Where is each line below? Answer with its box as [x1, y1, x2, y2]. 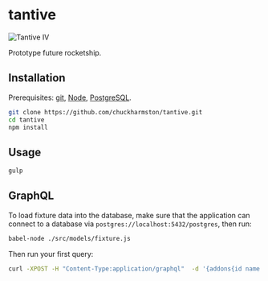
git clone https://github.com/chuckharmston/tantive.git [8, 108, 203, 116]
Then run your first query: [8, 249, 94, 258]
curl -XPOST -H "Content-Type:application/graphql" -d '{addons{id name [8, 264, 261, 273]
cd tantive [8, 115, 45, 124]
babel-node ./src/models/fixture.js [8, 234, 131, 242]
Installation [8, 71, 66, 85]
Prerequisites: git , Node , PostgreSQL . [8, 93, 132, 102]
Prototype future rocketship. [8, 48, 102, 57]
